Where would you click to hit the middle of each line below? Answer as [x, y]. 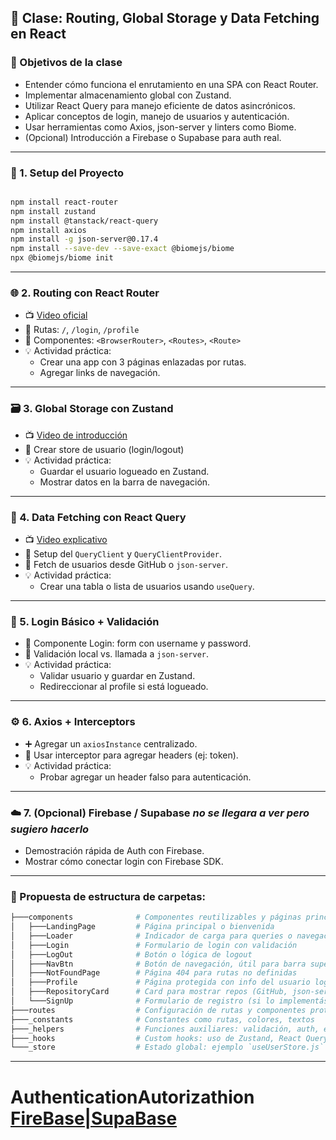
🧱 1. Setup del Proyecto [67, 173]
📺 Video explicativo [66, 539]
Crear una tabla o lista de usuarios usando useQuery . [147, 586]
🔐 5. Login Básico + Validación [85, 621]
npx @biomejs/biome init [62, 258]
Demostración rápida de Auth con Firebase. [114, 850]
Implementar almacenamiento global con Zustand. [128, 95]
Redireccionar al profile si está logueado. [124, 687]
